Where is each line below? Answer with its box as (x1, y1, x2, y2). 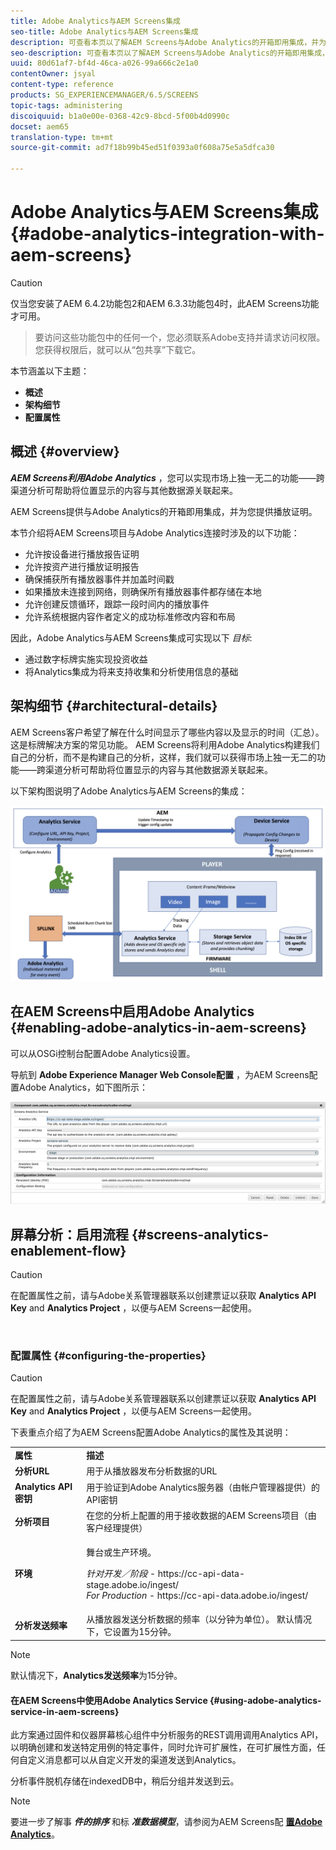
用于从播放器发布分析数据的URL (86, 1465, 218, 1477)
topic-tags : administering (10, 100, 123, 110)
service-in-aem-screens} (10, 1705, 120, 1717)
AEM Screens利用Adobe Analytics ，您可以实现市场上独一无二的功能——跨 (10, 471, 325, 484)
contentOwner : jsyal (10, 69, 97, 79)
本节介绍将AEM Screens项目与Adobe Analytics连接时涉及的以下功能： (10, 526, 300, 539)
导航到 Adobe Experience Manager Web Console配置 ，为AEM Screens (10, 1068, 310, 1080)
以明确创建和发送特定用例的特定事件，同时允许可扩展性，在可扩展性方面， (10, 1741, 317, 1754)
